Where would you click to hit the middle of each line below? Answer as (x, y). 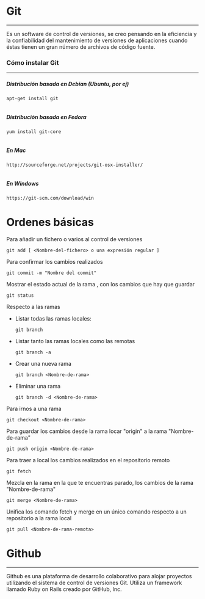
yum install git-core (34, 132)
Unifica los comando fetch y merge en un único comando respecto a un (97, 512)
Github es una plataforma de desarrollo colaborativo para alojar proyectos (99, 576)
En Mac (16, 150)
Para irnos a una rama (34, 409)
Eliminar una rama (38, 387)
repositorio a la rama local (39, 518)
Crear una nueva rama (43, 364)
